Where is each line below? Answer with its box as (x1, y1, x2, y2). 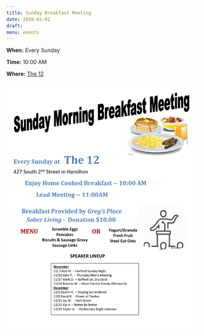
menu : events (6, 29, 40, 35)
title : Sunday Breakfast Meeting (6, 10, 92, 16)
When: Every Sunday (6, 46, 60, 54)
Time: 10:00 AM (6, 59, 47, 66)
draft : (6, 23, 23, 29)
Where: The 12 (6, 70, 44, 77)
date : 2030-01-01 (6, 16, 51, 23)
